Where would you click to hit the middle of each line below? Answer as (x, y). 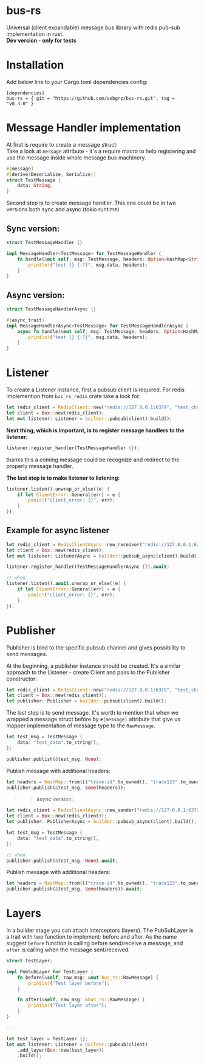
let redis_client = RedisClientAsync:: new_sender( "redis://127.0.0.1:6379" (104, 810)
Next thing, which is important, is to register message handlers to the (95, 430)
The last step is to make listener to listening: (63, 478)
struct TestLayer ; (29, 961)
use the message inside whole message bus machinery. (76, 157)
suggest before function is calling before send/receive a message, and (95, 943)
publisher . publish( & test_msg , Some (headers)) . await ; (74, 889)
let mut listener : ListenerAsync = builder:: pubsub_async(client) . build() (103, 556)
